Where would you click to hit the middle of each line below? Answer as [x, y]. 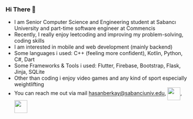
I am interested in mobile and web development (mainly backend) [93, 47]
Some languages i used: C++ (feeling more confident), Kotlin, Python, [98, 53]
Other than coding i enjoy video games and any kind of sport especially [100, 78]
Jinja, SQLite [29, 72]
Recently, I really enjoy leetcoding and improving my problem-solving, [99, 35]
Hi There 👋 [21, 9]
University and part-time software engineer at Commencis [84, 28]
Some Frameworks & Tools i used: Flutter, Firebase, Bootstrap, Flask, [97, 66]
